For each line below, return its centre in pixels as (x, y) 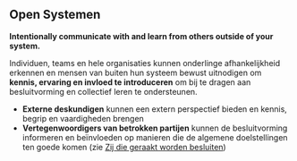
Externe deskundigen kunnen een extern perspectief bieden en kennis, (155, 109)
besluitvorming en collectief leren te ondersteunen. (104, 91)
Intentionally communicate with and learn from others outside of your (141, 36)
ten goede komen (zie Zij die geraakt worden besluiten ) (124, 147)
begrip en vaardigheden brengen (83, 118)
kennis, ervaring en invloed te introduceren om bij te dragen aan (130, 82)
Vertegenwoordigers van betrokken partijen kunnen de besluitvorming (155, 128)
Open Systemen (55, 15)
